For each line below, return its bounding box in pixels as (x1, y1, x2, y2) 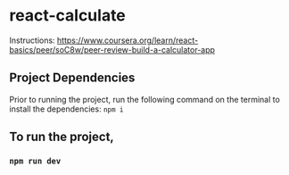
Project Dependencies (9, 71, 136, 86)
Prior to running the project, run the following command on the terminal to (9, 94, 281, 104)
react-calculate (9, 5, 127, 26)
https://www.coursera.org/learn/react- (56, 35, 199, 46)
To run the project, (9, 129, 114, 145)
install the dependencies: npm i (9, 104, 124, 114)
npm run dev (9, 156, 62, 166)
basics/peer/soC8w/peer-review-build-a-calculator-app (9, 44, 216, 54)
